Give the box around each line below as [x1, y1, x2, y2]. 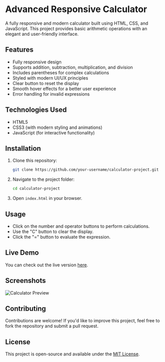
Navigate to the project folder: [12, 176, 75, 182]
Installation [5, 144, 41, 153]
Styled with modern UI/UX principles [12, 75, 89, 81]
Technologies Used [5, 106, 67, 114]
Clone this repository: [12, 158, 57, 164]
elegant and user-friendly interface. [5, 31, 79, 37]
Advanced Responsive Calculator [5, 4, 147, 15]
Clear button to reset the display [12, 80, 79, 86]
